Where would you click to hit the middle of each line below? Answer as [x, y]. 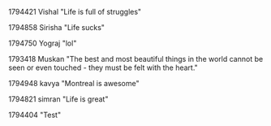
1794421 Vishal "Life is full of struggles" [75, 12]
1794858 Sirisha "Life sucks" [57, 27]
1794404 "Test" [35, 115]
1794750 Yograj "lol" [43, 43]
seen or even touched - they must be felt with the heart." [103, 67]
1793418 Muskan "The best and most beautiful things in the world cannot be [136, 59]
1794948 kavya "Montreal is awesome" [74, 83]
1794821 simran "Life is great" [58, 99]
